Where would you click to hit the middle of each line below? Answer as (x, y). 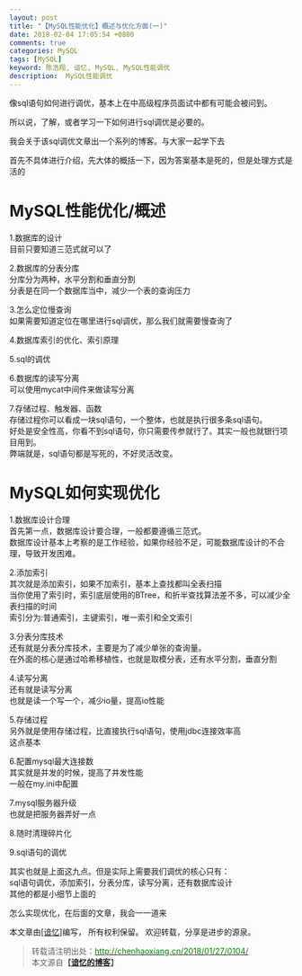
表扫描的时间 (33, 606)
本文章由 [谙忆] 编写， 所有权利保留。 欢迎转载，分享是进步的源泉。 (133, 932)
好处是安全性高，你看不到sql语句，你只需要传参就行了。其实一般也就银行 (145, 430)
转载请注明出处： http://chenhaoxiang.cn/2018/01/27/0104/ (140, 951)
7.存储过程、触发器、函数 (56, 408)
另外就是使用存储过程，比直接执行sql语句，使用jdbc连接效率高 (125, 731)
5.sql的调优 (30, 359)
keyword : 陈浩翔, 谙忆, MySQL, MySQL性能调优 (90, 68)
